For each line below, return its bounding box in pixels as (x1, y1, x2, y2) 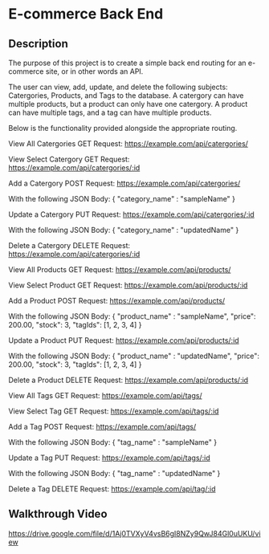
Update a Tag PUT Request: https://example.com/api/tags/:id (8, 453, 210, 462)
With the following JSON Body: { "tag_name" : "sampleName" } (8, 438, 218, 446)
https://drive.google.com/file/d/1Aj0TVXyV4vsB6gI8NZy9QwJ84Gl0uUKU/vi (8, 528, 261, 538)
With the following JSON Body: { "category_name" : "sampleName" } (8, 194, 235, 203)
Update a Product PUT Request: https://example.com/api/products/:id (8, 336, 239, 345)
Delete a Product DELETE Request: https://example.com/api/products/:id (8, 375, 249, 385)
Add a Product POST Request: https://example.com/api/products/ (8, 296, 226, 305)
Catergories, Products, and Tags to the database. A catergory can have (8, 91, 244, 100)
